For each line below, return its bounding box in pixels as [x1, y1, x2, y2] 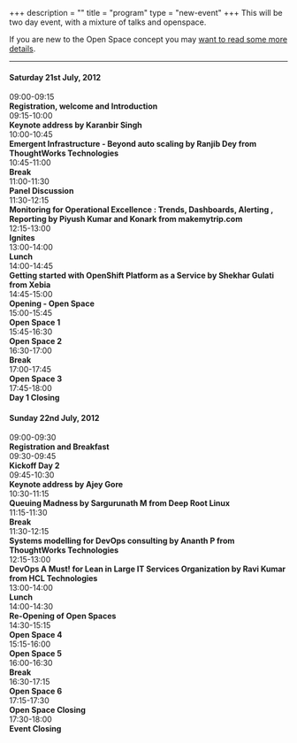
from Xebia [9, 280, 51, 290]
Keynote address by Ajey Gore [9, 479, 124, 490]
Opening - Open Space [9, 298, 95, 309]
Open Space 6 [9, 686, 63, 697]
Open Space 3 [9, 373, 63, 384]
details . [9, 43, 36, 54]
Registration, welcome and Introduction [9, 101, 158, 111]
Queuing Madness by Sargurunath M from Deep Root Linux [9, 498, 231, 509]
